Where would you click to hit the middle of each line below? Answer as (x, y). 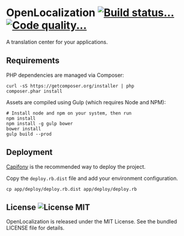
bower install (24, 129)
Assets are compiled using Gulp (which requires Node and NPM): (86, 102)
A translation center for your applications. (57, 42)
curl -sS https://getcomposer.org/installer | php (70, 86)
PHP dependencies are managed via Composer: (65, 75)
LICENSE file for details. (35, 228)
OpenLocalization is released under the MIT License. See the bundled (92, 222)
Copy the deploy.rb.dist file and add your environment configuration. (92, 178)
